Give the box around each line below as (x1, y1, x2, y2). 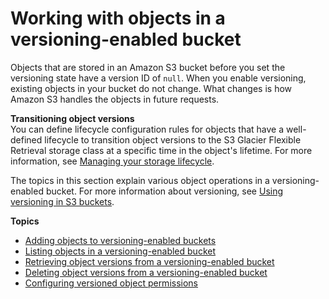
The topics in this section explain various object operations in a (10, 174, 270, 186)
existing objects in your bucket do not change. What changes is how (10, 82, 293, 94)
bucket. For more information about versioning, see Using (45, 185, 284, 197)
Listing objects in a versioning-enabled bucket (24, 245, 216, 257)
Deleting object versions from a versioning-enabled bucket (24, 266, 268, 278)
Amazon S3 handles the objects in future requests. (10, 93, 220, 105)
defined (10, 133, 43, 146)
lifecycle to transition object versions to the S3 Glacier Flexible (44, 133, 302, 146)
